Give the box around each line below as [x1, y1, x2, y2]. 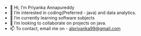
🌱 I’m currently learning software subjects [9, 15, 95, 20]
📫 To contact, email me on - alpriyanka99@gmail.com [9, 26, 121, 31]
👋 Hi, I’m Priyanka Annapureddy [9, 5, 75, 10]
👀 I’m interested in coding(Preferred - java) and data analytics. [9, 10, 137, 16]
